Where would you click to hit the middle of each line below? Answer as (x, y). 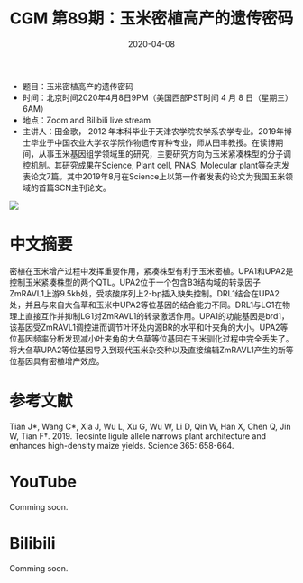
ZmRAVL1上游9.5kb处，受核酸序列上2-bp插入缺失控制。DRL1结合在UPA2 (144, 293)
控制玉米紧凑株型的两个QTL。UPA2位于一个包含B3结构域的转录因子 (135, 282)
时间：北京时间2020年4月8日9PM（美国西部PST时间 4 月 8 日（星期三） (157, 97)
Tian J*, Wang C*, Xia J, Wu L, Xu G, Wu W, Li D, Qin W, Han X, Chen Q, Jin (150, 426)
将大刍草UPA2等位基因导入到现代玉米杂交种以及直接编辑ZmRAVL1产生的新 (147, 350)
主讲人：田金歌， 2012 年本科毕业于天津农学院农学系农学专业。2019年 (153, 131)
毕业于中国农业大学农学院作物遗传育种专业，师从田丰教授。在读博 (153, 142)
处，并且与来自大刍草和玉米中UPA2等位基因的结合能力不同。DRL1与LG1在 (146, 305)
